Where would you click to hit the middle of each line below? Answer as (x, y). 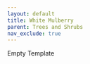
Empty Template (31, 53)
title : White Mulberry (40, 20)
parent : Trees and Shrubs (45, 27)
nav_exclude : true (34, 33)
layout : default (31, 14)
